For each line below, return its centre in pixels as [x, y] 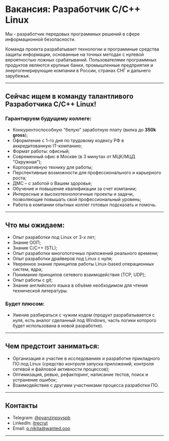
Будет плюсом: [25, 304]
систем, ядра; [27, 269]
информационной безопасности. [40, 39]
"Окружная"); [27, 162]
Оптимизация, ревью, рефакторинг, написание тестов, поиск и [80, 374]
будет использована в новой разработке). [58, 326]
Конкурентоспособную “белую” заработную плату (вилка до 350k [84, 130]
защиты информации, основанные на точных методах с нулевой [75, 54]
